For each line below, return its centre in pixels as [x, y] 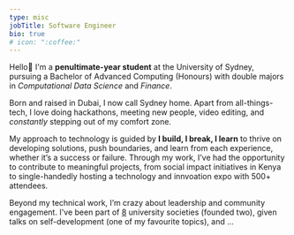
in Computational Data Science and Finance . [90, 86]
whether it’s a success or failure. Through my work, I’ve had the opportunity [147, 158]
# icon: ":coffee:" [45, 42]
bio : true [27, 34]
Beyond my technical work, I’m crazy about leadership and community [137, 203]
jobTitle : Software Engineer [63, 26]
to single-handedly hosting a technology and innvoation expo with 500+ [140, 177]
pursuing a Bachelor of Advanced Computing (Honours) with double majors [147, 77]
